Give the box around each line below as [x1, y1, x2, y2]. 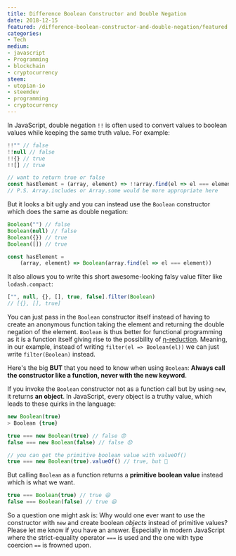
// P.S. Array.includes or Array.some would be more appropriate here [7, 187, 218, 194]
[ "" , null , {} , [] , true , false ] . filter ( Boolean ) [7, 293, 156, 300]
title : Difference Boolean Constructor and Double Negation [7, 10, 188, 18]
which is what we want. [7, 478, 75, 486]
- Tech [7, 37, 27, 44]
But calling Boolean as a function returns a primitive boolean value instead [7, 471, 223, 479]
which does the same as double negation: [7, 208, 129, 216]
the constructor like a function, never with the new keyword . [7, 371, 188, 379]
